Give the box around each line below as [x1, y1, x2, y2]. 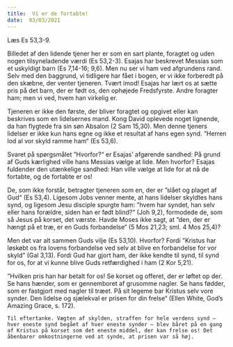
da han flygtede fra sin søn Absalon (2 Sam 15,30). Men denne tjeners [7, 122, 207, 130]
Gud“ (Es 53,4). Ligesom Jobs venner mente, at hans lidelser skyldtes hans [7, 193, 223, 202]
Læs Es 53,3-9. [7, 35, 51, 44]
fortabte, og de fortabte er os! [7, 172, 93, 181]
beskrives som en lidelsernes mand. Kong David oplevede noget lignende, [7, 114, 220, 122]
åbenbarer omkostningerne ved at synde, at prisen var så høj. [7, 333, 195, 340]
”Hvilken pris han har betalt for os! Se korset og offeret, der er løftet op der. [7, 272, 223, 280]
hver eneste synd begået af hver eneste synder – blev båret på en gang [7, 321, 223, 328]
